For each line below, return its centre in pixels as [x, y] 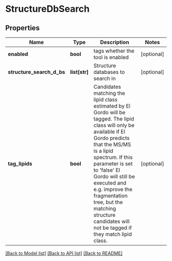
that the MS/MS [112, 144]
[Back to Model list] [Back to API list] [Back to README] [64, 253]
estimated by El [112, 106]
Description [115, 42]
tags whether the [114, 51]
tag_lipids [20, 164]
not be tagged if [113, 228]
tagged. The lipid [114, 119]
